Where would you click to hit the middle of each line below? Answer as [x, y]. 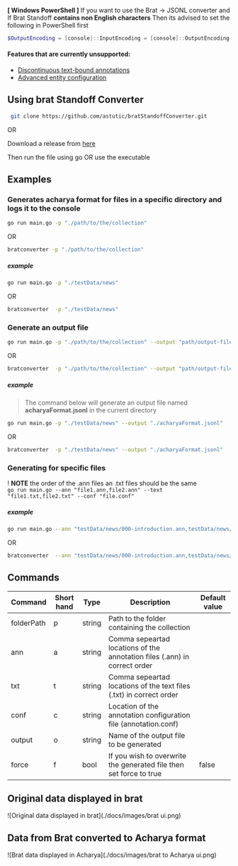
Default [213, 597]
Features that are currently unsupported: [69, 54]
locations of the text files [149, 685]
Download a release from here [51, 143]
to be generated [135, 744]
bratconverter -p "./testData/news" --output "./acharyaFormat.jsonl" [115, 449]
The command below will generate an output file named [106, 403]
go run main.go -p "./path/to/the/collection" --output [91, 342]
